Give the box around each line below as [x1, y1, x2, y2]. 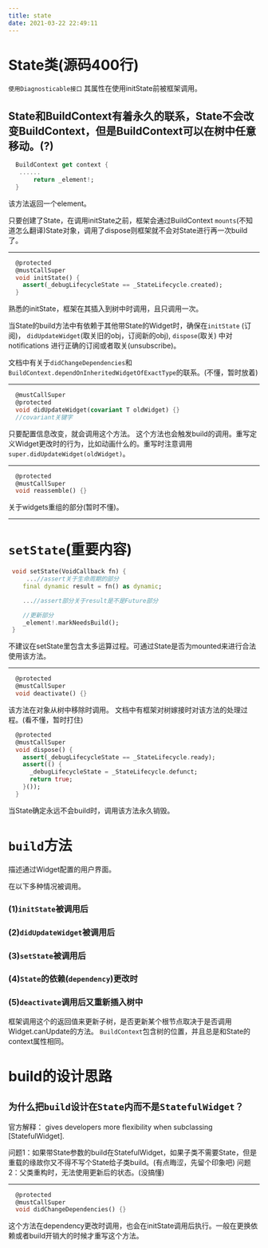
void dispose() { [15, 746, 73, 754]
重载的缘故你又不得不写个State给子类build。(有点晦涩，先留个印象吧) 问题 [8, 1157, 251, 1167]
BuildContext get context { [15, 161, 109, 169]
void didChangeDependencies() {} [15, 1206, 127, 1214]
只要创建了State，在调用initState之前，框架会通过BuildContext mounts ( [8, 215, 239, 225]
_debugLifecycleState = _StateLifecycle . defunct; [29, 768, 198, 776]
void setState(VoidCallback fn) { [11, 568, 127, 576]
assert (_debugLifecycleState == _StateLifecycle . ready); [22, 753, 216, 762]
